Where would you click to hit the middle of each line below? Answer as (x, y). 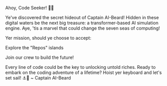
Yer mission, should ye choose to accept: (48, 38)
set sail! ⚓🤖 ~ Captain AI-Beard (38, 78)
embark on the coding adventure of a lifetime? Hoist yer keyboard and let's (83, 72)
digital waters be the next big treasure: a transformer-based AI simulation (82, 23)
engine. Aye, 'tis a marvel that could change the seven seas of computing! (83, 28)
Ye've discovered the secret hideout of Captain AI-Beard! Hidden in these (82, 17)
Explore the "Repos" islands (35, 48)
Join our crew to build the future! (40, 57)
